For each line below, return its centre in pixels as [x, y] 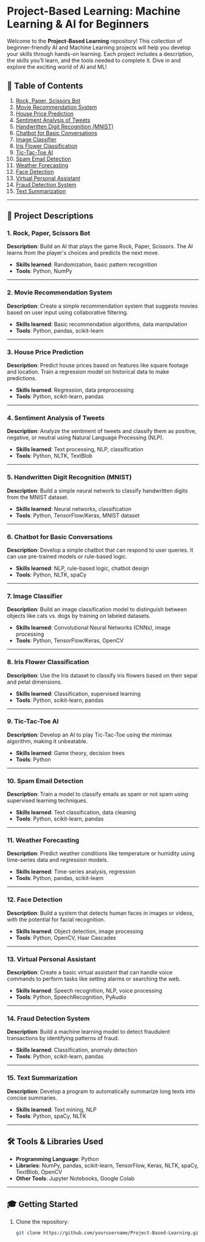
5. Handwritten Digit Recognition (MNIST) [69, 477]
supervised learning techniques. [47, 800]
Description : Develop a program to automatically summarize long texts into [101, 1091]
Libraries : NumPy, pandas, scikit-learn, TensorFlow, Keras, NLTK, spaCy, [107, 1165]
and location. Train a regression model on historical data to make [88, 372]
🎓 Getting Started [43, 1204]
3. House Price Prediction [45, 352]
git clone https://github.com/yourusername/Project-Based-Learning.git [108, 1233]
